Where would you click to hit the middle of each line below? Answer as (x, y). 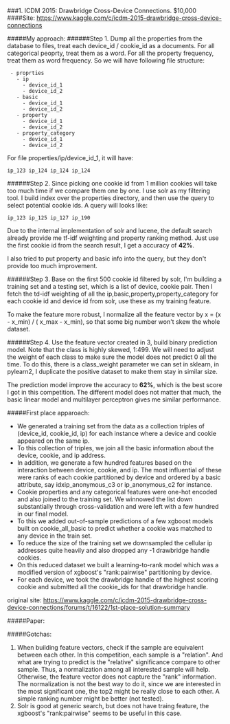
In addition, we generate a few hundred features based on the (104, 463)
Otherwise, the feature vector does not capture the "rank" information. (117, 677)
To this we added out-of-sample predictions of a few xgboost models (115, 521)
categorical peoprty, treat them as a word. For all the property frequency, (111, 53)
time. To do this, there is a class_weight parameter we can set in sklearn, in (113, 364)
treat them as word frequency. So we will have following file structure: (106, 61)
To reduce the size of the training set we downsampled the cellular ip (115, 543)
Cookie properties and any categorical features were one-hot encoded (117, 492)
